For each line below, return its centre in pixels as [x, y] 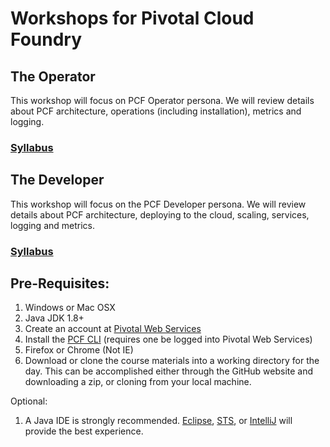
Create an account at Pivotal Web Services [113, 329]
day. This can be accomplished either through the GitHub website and [169, 371]
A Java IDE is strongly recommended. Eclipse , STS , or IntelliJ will [158, 421]
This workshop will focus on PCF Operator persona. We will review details [162, 100]
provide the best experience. [84, 431]
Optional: [29, 401]
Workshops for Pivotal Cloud [132, 18]
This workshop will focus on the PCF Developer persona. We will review [158, 204]
